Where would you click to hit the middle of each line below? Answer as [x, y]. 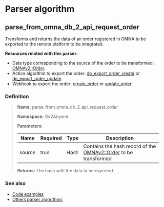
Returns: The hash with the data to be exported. [66, 171]
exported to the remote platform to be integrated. [54, 44]
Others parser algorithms [37, 199]
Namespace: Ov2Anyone [43, 116]
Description [120, 138]
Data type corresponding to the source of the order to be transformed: [83, 63]
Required [51, 138]
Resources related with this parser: [41, 53]
